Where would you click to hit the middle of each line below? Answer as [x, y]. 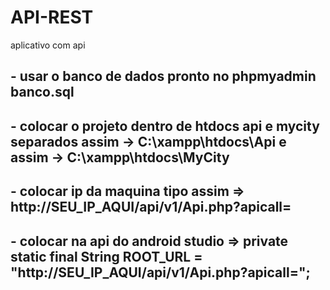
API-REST [52, 17]
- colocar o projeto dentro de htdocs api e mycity [165, 126]
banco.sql [42, 92]
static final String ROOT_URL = [106, 256]
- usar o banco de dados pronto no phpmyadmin [163, 76]
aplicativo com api [48, 45]
